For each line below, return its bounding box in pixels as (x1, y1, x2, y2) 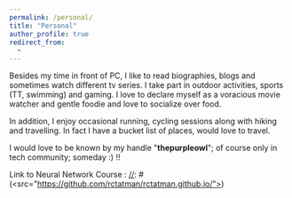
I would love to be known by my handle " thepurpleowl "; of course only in (9, 143, 278, 154)
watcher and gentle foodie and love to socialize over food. (9, 99, 222, 109)
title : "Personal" (9, 21, 77, 30)
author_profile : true (9, 29, 90, 38)
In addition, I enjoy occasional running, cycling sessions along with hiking (9, 116, 278, 127)
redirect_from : (9, 37, 66, 47)
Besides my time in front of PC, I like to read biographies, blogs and (9, 70, 256, 81)
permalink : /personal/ (9, 12, 93, 22)
